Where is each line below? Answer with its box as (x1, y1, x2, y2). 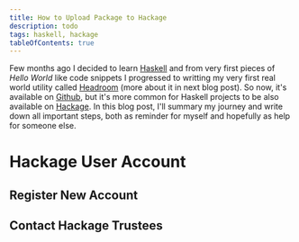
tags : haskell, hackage (9, 30, 99, 39)
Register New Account (9, 187, 138, 202)
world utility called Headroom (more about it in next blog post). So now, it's (9, 82, 287, 93)
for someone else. (9, 121, 77, 131)
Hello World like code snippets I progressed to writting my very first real (9, 73, 276, 84)
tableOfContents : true (9, 38, 95, 48)
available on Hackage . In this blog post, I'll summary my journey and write (9, 101, 284, 112)
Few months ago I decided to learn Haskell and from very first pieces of (9, 63, 276, 74)
